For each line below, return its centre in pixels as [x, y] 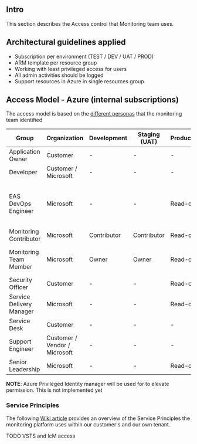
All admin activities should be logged [59, 75]
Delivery [21, 304]
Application [25, 152]
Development [108, 138]
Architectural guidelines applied [66, 43]
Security [21, 280]
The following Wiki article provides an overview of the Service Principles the [98, 418]
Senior [18, 362]
